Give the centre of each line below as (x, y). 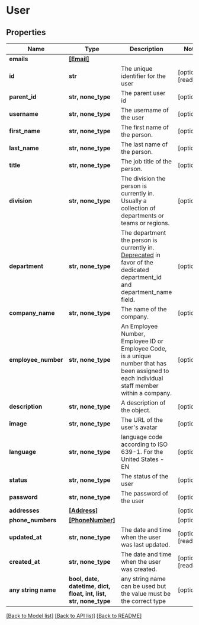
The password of (145, 493)
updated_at (25, 537)
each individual (142, 378)
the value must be (146, 594)
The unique (137, 69)
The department (144, 233)
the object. (136, 410)
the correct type (144, 601)
